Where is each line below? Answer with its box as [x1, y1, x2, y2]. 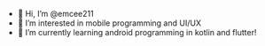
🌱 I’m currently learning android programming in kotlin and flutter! [17, 27, 257, 37]
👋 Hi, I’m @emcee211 [17, 9, 95, 19]
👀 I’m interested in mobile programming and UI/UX [17, 18, 202, 28]
